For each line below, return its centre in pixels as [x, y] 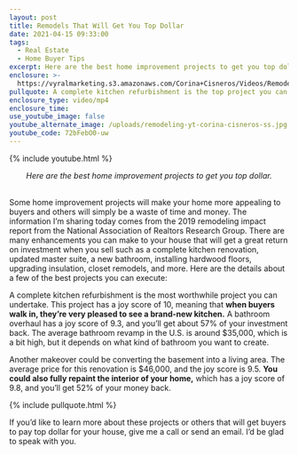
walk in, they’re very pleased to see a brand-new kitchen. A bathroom [140, 314]
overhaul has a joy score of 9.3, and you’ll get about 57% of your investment [149, 323]
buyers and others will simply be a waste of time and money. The [128, 212]
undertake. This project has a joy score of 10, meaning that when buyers [142, 304]
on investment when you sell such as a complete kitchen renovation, [134, 249]
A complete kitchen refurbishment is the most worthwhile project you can [143, 295]
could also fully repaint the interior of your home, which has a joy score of [147, 378]
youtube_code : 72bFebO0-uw [59, 133]
